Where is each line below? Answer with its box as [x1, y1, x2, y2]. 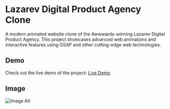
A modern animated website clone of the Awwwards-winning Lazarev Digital [5, 31, 165, 37]
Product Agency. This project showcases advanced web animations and [5, 36, 156, 42]
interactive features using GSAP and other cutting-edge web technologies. [5, 41, 161, 47]
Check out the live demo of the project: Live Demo [5, 70, 111, 76]
